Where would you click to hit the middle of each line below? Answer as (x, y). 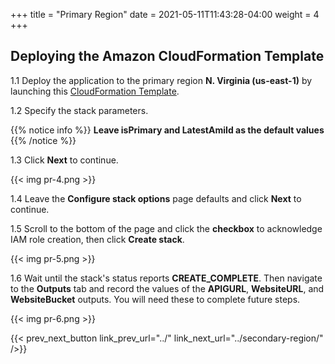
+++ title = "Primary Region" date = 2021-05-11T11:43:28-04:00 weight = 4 (165, 14)
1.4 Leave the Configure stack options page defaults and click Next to (156, 198)
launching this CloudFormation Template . (95, 91)
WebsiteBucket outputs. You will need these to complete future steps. (155, 299)
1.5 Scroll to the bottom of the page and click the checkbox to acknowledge (166, 228)
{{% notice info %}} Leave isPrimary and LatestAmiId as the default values (167, 130)
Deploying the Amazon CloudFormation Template (167, 56)
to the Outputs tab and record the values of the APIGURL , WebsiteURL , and (167, 288)
